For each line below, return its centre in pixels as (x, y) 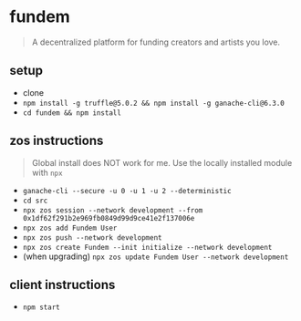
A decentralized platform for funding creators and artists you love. (156, 42)
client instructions (62, 285)
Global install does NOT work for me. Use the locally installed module (162, 162)
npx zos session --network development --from (113, 210)
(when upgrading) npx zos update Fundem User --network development (156, 256)
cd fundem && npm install (72, 113)
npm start (42, 307)
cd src (35, 201)
